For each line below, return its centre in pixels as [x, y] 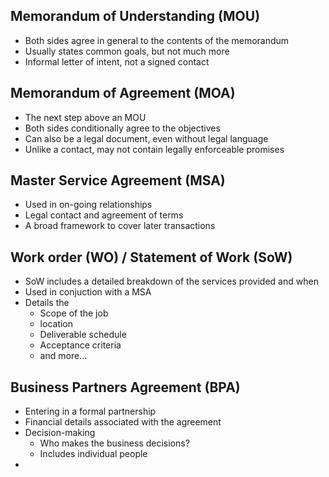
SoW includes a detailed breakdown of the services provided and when [171, 281]
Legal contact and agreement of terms [104, 215]
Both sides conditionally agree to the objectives [122, 128]
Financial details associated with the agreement [123, 422]
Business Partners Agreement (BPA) [125, 387]
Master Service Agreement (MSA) [118, 180]
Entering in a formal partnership [90, 411]
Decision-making [60, 433]
